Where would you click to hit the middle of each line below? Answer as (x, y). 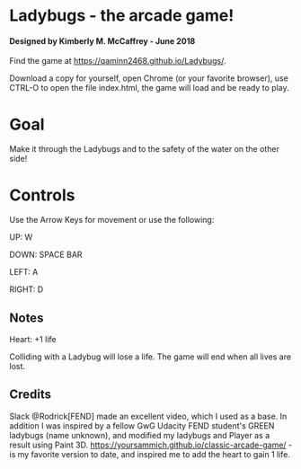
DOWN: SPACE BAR (46, 255)
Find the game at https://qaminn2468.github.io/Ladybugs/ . (118, 61)
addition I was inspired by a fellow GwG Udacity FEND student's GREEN (142, 425)
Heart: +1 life (33, 340)
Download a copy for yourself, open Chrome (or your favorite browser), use (149, 78)
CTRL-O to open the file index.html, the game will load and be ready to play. (149, 88)
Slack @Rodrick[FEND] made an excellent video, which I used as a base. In (148, 416)
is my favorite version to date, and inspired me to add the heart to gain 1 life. (150, 454)
